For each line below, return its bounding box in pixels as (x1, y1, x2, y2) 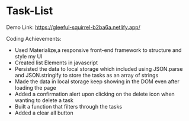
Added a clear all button (14, 109, 73, 116)
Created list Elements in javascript (14, 59, 98, 66)
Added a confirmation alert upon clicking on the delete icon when (14, 90, 175, 97)
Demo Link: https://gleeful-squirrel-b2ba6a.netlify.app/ (6, 24, 140, 31)
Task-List (6, 4, 53, 18)
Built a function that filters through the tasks (14, 103, 123, 110)
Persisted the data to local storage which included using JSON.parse (14, 65, 183, 72)
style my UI (14, 53, 43, 60)
